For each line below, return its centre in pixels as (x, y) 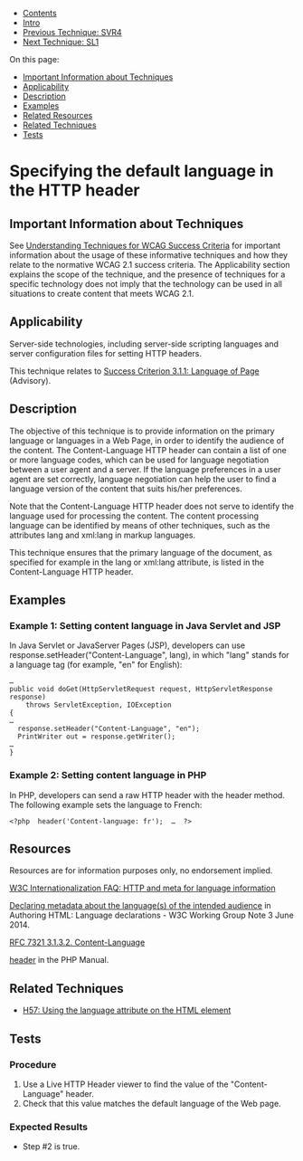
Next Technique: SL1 (61, 42)
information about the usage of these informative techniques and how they (148, 255)
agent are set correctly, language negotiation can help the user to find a (143, 479)
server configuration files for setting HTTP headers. (105, 353)
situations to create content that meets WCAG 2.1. (102, 294)
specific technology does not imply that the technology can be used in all (146, 284)
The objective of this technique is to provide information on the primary (142, 431)
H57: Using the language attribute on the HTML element (127, 1010)
